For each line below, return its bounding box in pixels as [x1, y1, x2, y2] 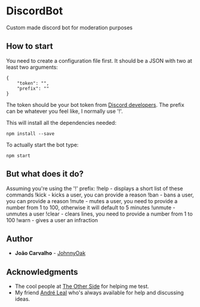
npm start [6, 152, 31, 159]
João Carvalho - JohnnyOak [14, 250, 86, 257]
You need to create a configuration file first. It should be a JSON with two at [6, 57, 192, 64]
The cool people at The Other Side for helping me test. [14, 283, 149, 290]
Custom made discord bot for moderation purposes [6, 24, 133, 31]
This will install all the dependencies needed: [6, 119, 116, 126]
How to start [6, 41, 53, 51]
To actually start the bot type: [6, 141, 79, 148]
